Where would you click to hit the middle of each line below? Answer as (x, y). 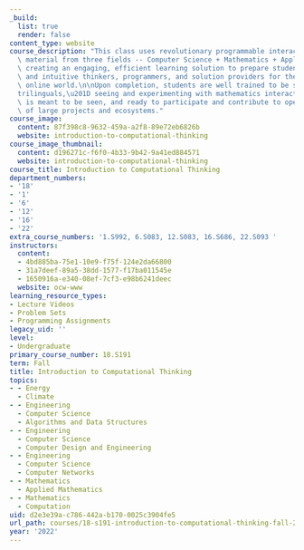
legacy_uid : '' (38, 330)
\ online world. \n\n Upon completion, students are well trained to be (153, 85)
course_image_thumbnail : (56, 144)
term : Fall (30, 363)
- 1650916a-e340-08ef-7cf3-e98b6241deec (95, 279)
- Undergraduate (40, 346)
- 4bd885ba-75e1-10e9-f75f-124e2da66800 (95, 262)
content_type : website (52, 43)
